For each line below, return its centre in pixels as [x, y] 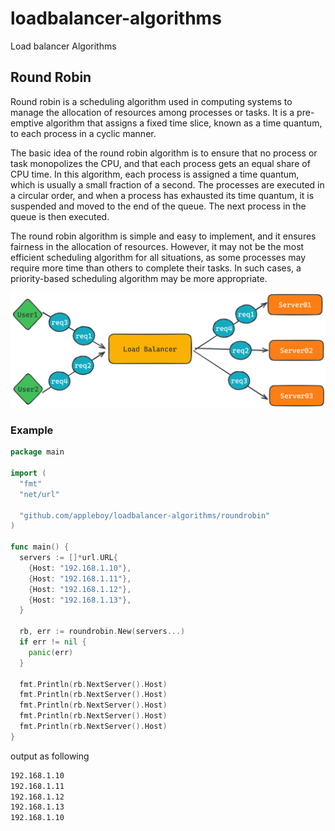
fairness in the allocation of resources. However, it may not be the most [157, 246]
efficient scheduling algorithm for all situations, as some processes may [158, 257]
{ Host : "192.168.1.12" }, [80, 589]
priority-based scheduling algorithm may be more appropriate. [139, 278]
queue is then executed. [60, 216]
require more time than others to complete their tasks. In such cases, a [156, 268]
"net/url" [39, 494]
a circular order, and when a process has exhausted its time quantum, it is [162, 195]
